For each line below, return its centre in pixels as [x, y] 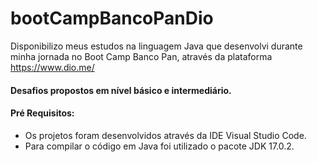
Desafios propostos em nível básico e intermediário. [121, 90]
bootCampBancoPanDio [112, 18]
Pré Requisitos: [42, 113]
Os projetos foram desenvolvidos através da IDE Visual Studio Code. [165, 135]
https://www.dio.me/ [52, 67]
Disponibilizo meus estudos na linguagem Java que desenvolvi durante [156, 46]
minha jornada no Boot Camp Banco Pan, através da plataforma [141, 56]
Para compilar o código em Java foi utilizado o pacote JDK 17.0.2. [159, 146]
